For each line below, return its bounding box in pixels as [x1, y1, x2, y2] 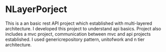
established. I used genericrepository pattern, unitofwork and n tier [5, 36, 145, 42]
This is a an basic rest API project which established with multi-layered [5, 20, 152, 26]
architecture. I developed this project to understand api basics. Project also [5, 25, 161, 31]
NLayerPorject [5, 4, 67, 15]
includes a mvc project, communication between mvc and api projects [5, 31, 151, 37]
